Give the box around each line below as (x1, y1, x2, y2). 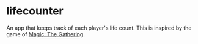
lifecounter (6, 4, 64, 18)
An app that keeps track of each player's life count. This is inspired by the (6, 24, 192, 31)
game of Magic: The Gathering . (6, 30, 86, 37)
